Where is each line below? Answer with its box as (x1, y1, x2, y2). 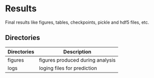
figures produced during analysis (38, 56, 116, 63)
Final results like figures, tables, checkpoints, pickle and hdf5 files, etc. (5, 19, 150, 25)
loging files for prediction (38, 65, 97, 72)
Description (63, 48, 92, 55)
